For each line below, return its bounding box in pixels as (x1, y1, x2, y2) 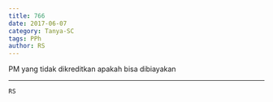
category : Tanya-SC (8, 27, 75, 35)
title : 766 (8, 11, 45, 20)
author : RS (8, 42, 45, 50)
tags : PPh (8, 34, 42, 43)
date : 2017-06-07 (8, 19, 67, 28)
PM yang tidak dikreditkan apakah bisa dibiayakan (8, 64, 176, 74)
